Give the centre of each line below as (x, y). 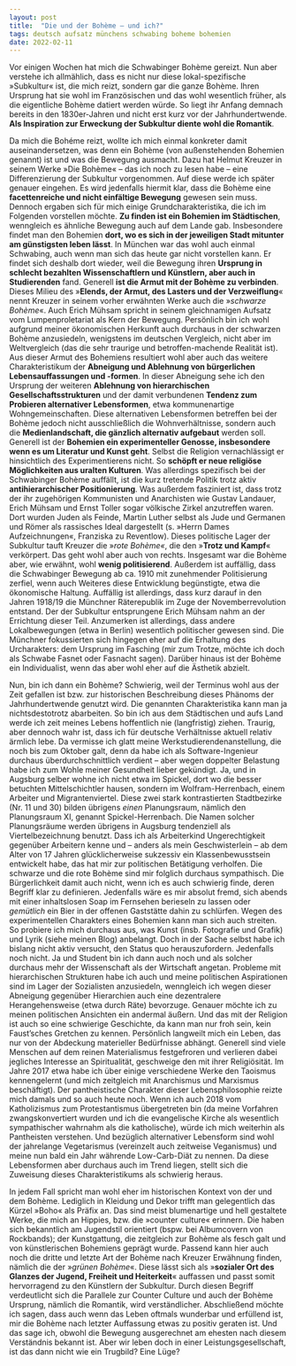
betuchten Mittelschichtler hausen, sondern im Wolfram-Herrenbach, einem (147, 788)
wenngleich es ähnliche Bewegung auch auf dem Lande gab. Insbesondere (146, 226)
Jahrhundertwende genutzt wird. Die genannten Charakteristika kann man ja (148, 704)
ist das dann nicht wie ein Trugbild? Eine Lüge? (95, 1352)
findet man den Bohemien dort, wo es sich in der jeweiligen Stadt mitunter (147, 235)
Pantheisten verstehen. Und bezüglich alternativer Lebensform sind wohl (142, 1137)
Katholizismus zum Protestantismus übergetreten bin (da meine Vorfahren (144, 1109)
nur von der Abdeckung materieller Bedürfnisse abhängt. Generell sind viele (148, 1043)
